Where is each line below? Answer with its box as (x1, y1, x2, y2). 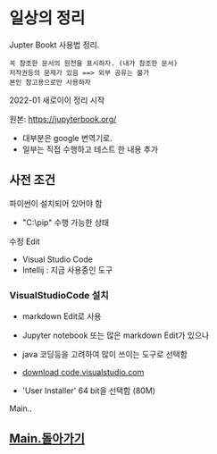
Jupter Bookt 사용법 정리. (9, 39, 100, 50)
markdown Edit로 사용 (21, 311, 102, 322)
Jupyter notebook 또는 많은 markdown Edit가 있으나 (21, 330, 210, 340)
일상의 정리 (9, 8, 86, 29)
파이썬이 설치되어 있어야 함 (9, 198, 103, 208)
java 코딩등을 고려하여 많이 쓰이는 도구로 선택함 (21, 349, 188, 360)
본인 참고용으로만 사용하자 (9, 78, 91, 87)
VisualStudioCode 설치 (9, 289, 109, 301)
